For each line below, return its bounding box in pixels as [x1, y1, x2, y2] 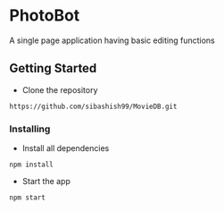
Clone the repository [21, 84, 98, 95]
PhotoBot [9, 5, 80, 26]
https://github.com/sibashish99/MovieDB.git [9, 102, 178, 111]
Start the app [21, 176, 71, 187]
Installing [9, 122, 51, 135]
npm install [9, 160, 54, 170]
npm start [9, 193, 46, 202]
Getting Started [9, 61, 97, 76]
